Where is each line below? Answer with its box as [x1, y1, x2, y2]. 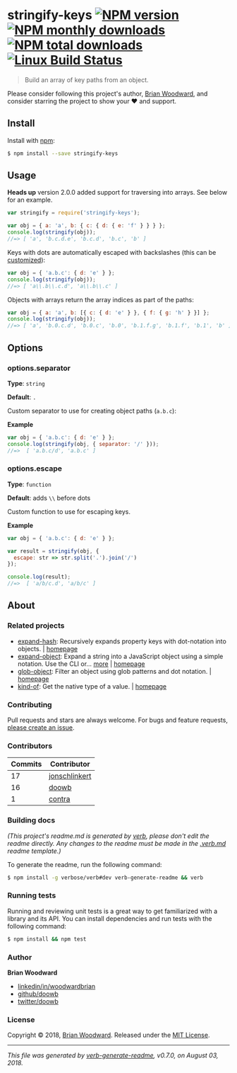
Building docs [7, 815, 56, 825]
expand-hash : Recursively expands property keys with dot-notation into [17, 637, 227, 645]
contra [48, 794, 71, 804]
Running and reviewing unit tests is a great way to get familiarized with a [7, 907, 218, 915]
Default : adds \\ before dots [7, 493, 91, 502]
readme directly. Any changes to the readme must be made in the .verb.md [7, 839, 226, 847]
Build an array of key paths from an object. [24, 75, 150, 84]
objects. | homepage [17, 644, 78, 653]
